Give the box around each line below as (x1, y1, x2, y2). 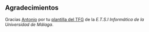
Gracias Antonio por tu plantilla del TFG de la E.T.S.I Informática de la (5, 16, 145, 22)
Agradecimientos (5, 4, 59, 12)
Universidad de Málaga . (5, 21, 54, 27)
